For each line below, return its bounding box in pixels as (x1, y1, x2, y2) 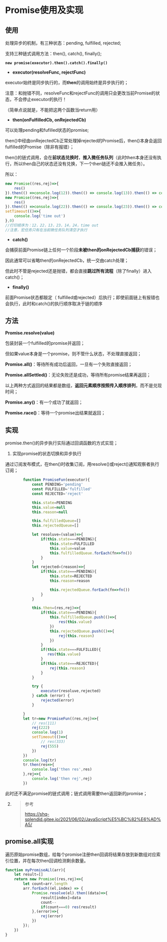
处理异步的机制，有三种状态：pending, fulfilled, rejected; (5, 40, 121, 46)
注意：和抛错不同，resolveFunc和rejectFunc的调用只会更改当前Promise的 (5, 90, 156, 96)
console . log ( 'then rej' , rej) (31, 776, 92, 781)
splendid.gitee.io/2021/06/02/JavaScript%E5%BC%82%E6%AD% (24, 816, 162, 822)
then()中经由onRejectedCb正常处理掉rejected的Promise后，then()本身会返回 (5, 138, 162, 143)
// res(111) (31, 721, 57, 726)
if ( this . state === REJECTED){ (40, 661, 99, 666)
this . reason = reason (49, 578, 90, 583)
